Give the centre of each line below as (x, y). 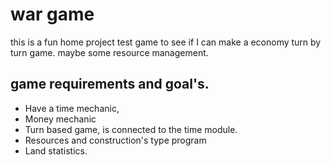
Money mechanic (60, 119)
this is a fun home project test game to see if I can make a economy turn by (166, 42)
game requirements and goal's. (110, 84)
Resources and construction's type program (115, 140)
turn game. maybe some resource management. (109, 52)
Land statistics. (56, 150)
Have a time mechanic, (72, 108)
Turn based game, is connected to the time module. (131, 129)
